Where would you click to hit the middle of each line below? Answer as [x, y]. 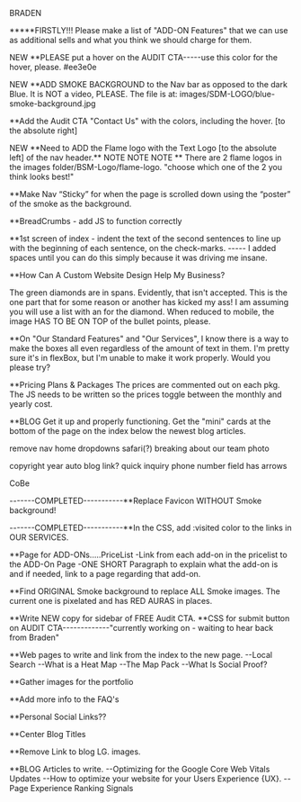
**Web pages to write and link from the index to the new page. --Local [141, 655]
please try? [30, 367]
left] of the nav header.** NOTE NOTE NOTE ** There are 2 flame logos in [146, 158]
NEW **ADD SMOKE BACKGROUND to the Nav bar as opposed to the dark [148, 84]
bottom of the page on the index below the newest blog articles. [128, 431]
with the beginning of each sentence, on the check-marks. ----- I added [143, 248]
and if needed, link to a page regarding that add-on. [105, 574]
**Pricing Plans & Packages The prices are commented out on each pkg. [145, 385]
